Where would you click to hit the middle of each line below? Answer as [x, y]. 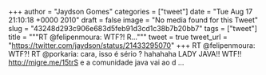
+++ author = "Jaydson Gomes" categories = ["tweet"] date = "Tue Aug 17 [131, 12]
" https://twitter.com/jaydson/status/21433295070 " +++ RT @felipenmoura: [132, 45]
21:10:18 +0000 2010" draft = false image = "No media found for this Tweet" [133, 20]
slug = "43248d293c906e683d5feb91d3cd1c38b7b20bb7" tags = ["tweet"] [133, 28]
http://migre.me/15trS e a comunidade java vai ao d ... [96, 62]
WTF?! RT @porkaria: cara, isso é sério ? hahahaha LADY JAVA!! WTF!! [125, 54]
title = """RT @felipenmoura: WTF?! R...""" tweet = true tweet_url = [118, 37]
